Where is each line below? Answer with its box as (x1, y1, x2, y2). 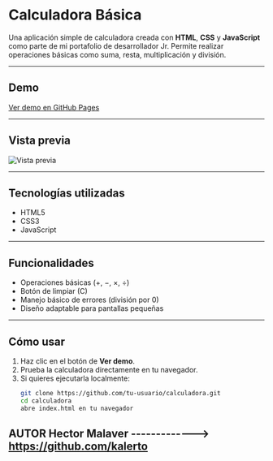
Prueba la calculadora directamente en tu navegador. (19, 365, 198, 374)
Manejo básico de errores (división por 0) (19, 295, 160, 305)
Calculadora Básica (8, 6, 142, 24)
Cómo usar (8, 334, 66, 348)
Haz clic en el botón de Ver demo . (19, 356, 136, 366)
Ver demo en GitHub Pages (8, 102, 100, 112)
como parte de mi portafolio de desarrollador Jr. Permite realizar (8, 41, 224, 50)
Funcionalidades (8, 256, 95, 269)
